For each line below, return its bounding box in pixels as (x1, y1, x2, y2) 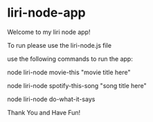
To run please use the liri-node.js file (7, 41, 112, 49)
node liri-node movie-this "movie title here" (7, 68, 131, 76)
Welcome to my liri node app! (7, 28, 91, 36)
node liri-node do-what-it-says (7, 95, 96, 103)
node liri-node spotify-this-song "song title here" (7, 81, 147, 89)
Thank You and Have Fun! (7, 108, 81, 116)
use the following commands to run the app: (7, 54, 133, 63)
